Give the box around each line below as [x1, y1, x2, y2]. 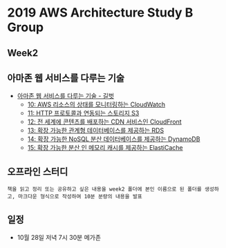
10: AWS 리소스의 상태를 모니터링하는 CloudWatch [27, 100, 166, 108]
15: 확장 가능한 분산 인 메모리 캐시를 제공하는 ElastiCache [27, 144, 183, 152]
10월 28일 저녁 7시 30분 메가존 [17, 233, 102, 242]
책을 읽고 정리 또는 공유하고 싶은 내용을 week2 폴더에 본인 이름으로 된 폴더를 [7, 186, 202, 193]
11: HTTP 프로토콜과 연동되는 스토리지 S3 [27, 109, 140, 117]
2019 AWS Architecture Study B [7, 5, 194, 21]
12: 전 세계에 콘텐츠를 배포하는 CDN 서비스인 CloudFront [27, 117, 182, 126]
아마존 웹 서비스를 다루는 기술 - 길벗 [17, 92, 115, 100]
